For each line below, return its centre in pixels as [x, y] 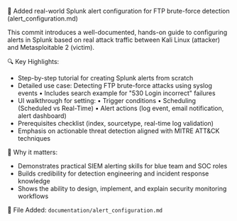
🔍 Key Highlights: [33, 61]
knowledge [34, 181]
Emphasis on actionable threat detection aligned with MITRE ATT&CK [118, 131]
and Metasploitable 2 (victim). [51, 47]
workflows [33, 196]
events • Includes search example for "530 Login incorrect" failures [116, 93]
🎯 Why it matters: [33, 152]
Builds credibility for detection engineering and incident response [113, 173]
